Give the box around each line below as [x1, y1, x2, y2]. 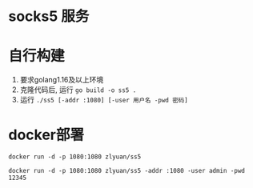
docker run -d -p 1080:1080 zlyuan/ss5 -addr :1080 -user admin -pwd [8, 167, 246, 175]
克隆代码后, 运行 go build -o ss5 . [19, 85, 137, 94]
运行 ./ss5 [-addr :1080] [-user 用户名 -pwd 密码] [19, 95, 188, 105]
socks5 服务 [8, 7, 90, 26]
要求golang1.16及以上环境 [19, 75, 104, 85]
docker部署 [8, 126, 84, 144]
